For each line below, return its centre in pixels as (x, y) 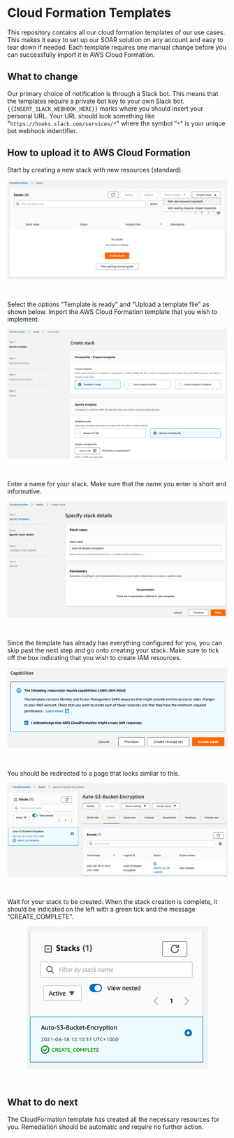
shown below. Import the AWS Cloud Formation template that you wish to (112, 312)
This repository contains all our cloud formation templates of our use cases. (116, 32)
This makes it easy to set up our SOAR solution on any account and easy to (115, 39)
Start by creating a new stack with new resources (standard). (95, 170)
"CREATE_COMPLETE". (41, 917)
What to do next (43, 1103)
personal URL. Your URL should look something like (81, 116)
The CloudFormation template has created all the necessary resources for (114, 1119)
